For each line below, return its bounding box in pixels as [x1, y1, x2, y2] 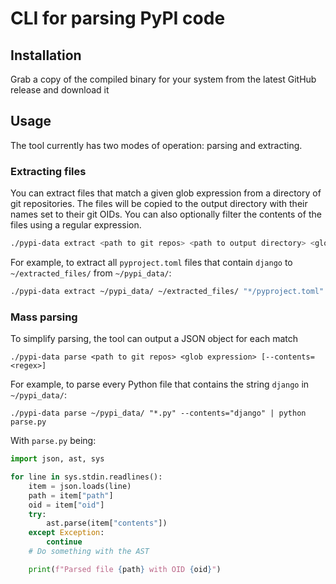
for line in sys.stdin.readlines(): [10, 472, 163, 482]
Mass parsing [10, 310, 78, 324]
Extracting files [10, 164, 87, 178]
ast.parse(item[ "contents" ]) [46, 518, 168, 529]
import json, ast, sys [10, 454, 105, 464]
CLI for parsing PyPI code [10, 7, 226, 30]
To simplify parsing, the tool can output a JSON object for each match [10, 333, 299, 345]
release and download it [10, 84, 110, 96]
